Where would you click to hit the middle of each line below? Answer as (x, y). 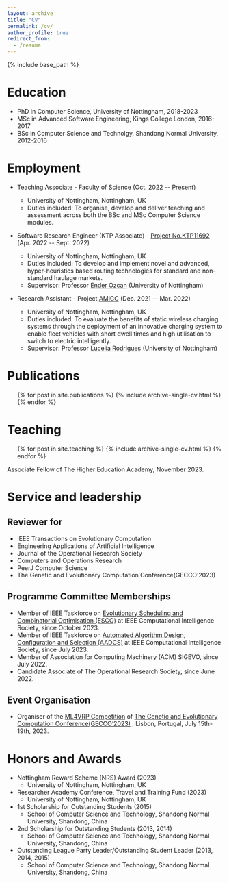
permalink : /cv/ (30, 26)
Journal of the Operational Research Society (79, 553)
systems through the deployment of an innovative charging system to (125, 326)
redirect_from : (29, 39)
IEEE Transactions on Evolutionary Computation (84, 538)
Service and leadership (74, 497)
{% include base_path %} (43, 65)
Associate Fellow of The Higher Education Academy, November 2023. (106, 469)
